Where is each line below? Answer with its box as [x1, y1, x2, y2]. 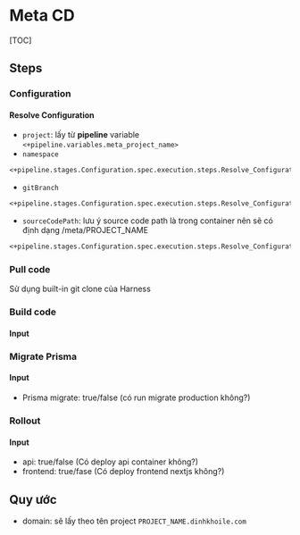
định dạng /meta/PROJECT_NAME [21, 225, 149, 236]
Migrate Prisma [9, 350, 78, 363]
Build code [9, 305, 56, 318]
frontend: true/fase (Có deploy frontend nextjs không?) [21, 466, 225, 477]
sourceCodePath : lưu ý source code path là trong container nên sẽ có [21, 215, 274, 226]
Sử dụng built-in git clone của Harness [9, 283, 152, 295]
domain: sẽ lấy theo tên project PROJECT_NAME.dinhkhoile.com [21, 515, 247, 526]
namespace [21, 150, 60, 159]
